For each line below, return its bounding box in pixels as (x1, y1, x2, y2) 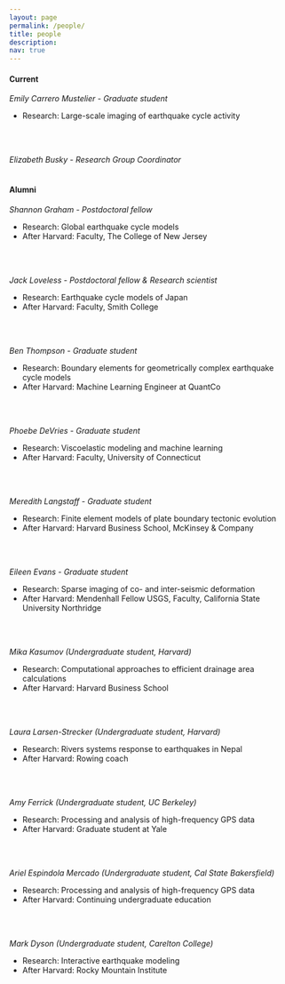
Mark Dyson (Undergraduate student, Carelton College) (9, 938, 214, 948)
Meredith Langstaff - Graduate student (9, 495, 153, 507)
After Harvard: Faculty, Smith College (21, 301, 159, 312)
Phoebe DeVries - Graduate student (9, 425, 140, 436)
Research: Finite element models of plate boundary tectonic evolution (21, 513, 277, 524)
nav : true (9, 46, 46, 55)
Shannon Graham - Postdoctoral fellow (9, 204, 153, 214)
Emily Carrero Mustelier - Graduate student (9, 93, 169, 104)
